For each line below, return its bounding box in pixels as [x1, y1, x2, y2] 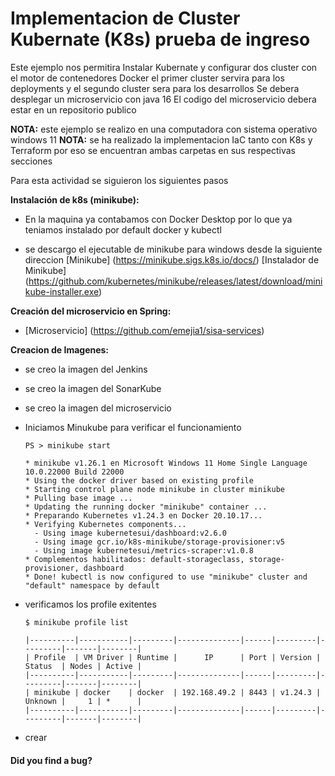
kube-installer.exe [24, 285, 100, 297]
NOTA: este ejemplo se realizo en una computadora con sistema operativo [10, 123, 318, 135]
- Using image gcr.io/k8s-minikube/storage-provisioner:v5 [34, 537, 286, 547]
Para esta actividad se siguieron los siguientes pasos [10, 174, 229, 186]
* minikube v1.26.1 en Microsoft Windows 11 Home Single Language [24, 458, 308, 468]
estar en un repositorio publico [10, 103, 137, 116]
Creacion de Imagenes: [10, 343, 110, 356]
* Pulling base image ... [24, 493, 133, 503]
